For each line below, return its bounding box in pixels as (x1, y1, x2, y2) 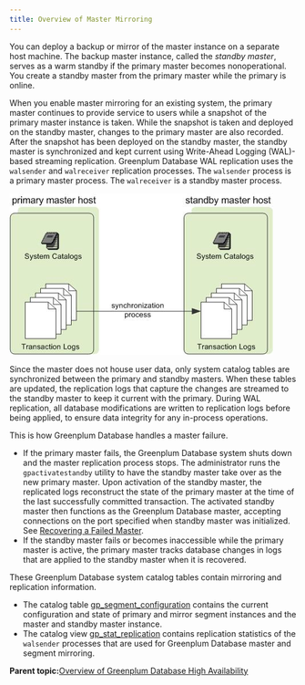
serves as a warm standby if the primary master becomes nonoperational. (9, 60, 287, 71)
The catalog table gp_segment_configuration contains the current (22, 598, 269, 610)
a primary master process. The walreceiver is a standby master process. (9, 174, 282, 186)
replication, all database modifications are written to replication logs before (9, 402, 291, 413)
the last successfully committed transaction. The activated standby (22, 495, 275, 506)
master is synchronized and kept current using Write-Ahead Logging (9, 146, 267, 157)
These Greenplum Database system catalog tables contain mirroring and (9, 571, 282, 583)
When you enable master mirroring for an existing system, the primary (9, 97, 273, 109)
